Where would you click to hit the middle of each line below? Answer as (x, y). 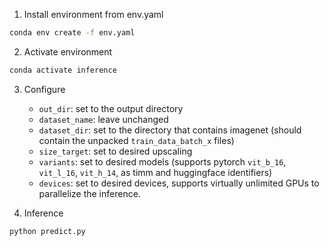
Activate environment (68, 51)
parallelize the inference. (89, 193)
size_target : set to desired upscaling (115, 151)
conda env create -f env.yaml (72, 33)
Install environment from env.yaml (93, 14)
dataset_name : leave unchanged (103, 119)
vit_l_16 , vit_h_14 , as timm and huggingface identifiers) (155, 172)
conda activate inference (63, 70)
